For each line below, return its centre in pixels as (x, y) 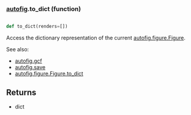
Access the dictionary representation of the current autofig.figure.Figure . (96, 38)
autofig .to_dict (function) (44, 9)
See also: (18, 49)
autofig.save (30, 67)
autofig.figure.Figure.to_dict (49, 74)
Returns (21, 92)
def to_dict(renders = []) (37, 27)
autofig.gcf (28, 61)
